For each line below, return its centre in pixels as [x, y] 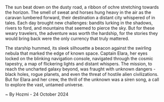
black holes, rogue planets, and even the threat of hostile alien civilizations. [82, 74]
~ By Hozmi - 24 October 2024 [37, 94]
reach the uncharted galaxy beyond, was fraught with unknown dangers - [81, 69]
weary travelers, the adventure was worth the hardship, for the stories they [82, 33]
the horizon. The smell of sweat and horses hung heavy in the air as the [78, 12]
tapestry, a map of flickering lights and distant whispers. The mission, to [79, 64]
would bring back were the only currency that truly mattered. [67, 38]
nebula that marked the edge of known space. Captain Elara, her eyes [76, 53]
